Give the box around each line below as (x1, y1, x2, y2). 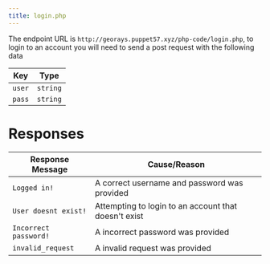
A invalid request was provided (95, 242, 211, 254)
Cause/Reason (147, 158, 206, 169)
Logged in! (12, 183, 54, 193)
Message (31, 164, 68, 175)
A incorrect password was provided (95, 226, 230, 238)
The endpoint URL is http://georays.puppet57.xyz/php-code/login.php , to (8, 34, 254, 43)
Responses (8, 124, 84, 143)
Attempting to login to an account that (95, 200, 237, 211)
